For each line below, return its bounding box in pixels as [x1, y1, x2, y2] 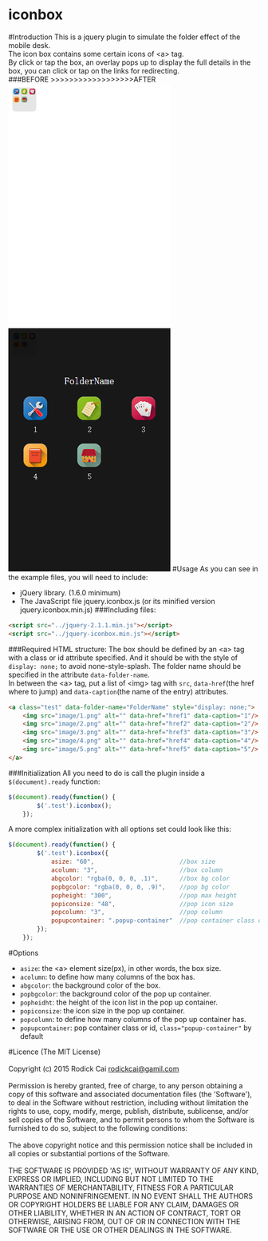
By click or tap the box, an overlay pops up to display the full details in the [8, 58, 251, 67]
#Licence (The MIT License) [8, 1047, 101, 1056]
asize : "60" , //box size [50, 857, 216, 866]
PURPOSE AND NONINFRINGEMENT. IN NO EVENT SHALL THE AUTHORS [8, 1191, 254, 1200]
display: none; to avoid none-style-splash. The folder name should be [8, 661, 242, 670]
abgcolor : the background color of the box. [19, 980, 161, 990]
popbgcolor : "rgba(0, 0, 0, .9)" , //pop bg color [50, 883, 230, 891]
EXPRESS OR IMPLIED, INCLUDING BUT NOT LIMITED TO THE [8, 1174, 214, 1183]
